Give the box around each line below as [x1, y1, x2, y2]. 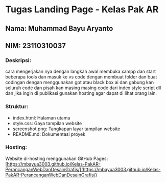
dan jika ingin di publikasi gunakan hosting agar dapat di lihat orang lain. [5, 90, 157, 96]
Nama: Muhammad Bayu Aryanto [5, 24, 113, 33]
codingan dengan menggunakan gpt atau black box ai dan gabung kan [5, 79, 154, 86]
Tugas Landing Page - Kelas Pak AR [5, 4, 159, 15]
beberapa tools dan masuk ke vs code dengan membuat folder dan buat [5, 74, 157, 80]
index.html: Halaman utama [12, 114, 70, 121]
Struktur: [5, 103, 29, 110]
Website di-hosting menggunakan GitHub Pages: [5, 155, 108, 161]
